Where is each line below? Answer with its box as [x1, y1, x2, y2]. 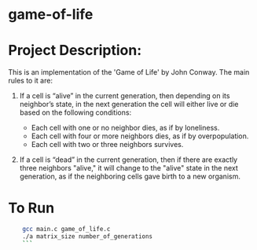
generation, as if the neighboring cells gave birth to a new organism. [19, 171, 241, 182]
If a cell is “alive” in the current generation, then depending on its [19, 91, 230, 101]
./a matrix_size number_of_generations [22, 232, 153, 241]
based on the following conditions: [19, 108, 132, 117]
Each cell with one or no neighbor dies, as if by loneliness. [31, 123, 220, 133]
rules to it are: [8, 76, 53, 86]
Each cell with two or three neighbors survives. [31, 140, 184, 149]
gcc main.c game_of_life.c [22, 226, 111, 233]
